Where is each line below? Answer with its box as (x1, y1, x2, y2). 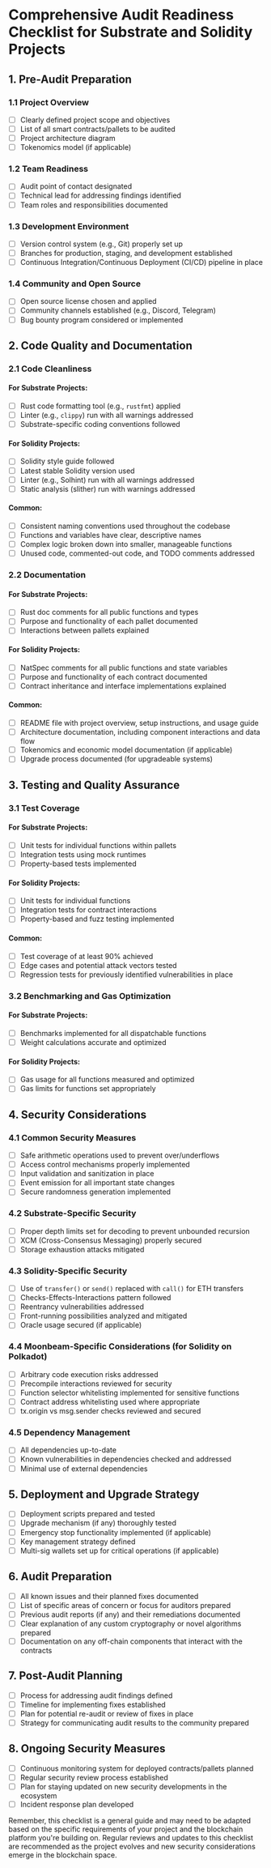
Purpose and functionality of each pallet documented (19, 616, 198, 626)
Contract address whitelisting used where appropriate (19, 1397, 201, 1406)
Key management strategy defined (19, 1537, 136, 1546)
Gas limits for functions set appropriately (19, 1084, 156, 1094)
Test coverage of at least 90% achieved (19, 951, 154, 961)
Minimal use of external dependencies (19, 1464, 148, 1474)
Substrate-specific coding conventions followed (19, 420, 180, 429)
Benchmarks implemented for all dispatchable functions (19, 1028, 207, 1038)
